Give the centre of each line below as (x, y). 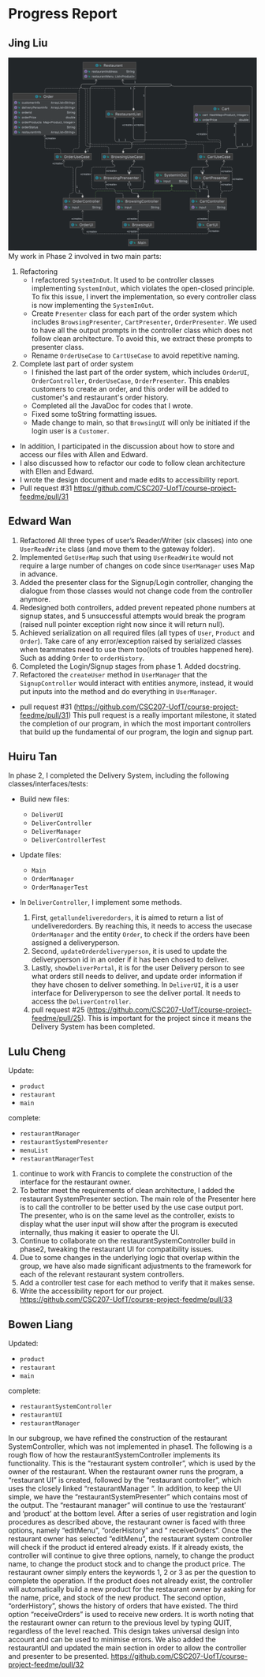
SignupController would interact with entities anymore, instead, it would (136, 683)
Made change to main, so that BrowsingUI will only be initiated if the (141, 422)
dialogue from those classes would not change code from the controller (136, 591)
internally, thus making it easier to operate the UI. (99, 1232)
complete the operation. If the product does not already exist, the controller (131, 1581)
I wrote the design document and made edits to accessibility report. (129, 479)
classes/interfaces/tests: (48, 784)
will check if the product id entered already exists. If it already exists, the (126, 1548)
